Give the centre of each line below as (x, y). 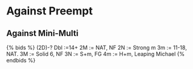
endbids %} (21, 60)
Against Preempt (49, 11)
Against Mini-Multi (42, 33)
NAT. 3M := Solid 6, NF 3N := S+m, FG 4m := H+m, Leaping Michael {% (96, 54)
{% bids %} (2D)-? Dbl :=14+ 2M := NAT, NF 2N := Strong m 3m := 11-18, (96, 47)
